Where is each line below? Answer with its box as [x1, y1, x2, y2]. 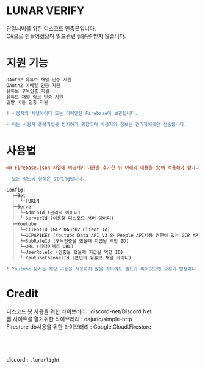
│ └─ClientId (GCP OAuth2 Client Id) [12, 226, 111, 233]
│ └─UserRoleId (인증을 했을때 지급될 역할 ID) [12, 249, 124, 256]
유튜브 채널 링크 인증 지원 [6, 94, 63, 100]
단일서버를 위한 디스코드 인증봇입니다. [6, 24, 96, 32]
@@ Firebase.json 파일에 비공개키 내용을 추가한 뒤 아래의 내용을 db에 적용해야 [6, 165, 185, 171]
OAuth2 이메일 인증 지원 [6, 82, 61, 89]
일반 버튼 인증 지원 [6, 99, 48, 106]
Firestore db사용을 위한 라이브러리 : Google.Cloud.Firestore [6, 322, 151, 330]
